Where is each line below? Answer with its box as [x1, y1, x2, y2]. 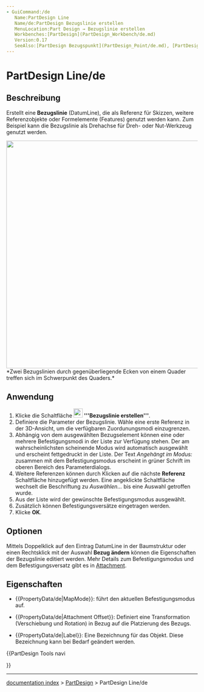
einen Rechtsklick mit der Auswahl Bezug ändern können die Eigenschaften [6, 549, 196, 556]
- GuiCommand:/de [6, 8, 50, 15]
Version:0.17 [14, 37, 47, 43]
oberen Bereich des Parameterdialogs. [15, 463, 112, 470]
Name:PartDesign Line [14, 15, 69, 21]
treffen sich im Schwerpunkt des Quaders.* [6, 374, 115, 381]
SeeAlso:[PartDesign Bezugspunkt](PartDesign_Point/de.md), [14, 43, 170, 49]
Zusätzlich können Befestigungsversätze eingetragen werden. [15, 502, 171, 509]
